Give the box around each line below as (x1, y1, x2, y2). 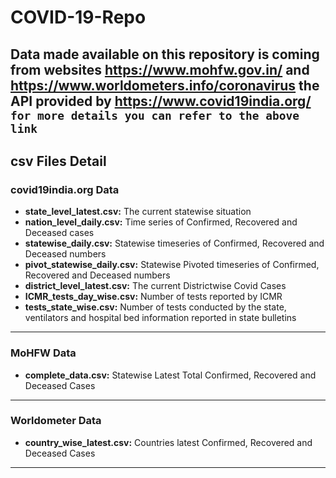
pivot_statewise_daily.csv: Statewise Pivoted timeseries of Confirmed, (24, 259, 320, 271)
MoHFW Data (10, 346, 77, 360)
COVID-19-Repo (10, 6, 147, 29)
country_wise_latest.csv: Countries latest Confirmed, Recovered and (24, 436, 313, 448)
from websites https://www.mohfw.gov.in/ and (10, 61, 310, 78)
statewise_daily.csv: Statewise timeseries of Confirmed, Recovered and (24, 237, 325, 250)
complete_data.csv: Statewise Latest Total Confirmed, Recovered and (24, 369, 317, 381)
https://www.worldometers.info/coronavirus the (10, 77, 320, 94)
